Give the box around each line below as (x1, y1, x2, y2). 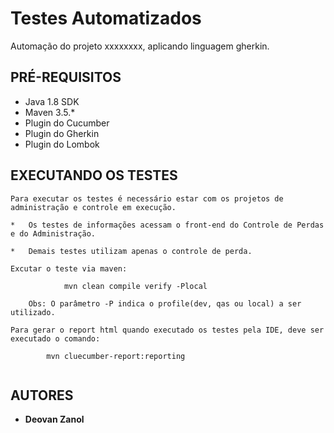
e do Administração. (10, 228, 97, 239)
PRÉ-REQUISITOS (10, 69, 122, 86)
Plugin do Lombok (24, 138, 100, 150)
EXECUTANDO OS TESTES (10, 167, 178, 184)
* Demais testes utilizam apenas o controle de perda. (10, 246, 253, 256)
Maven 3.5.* (24, 106, 76, 118)
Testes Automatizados (10, 7, 202, 30)
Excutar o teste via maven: (10, 263, 128, 274)
